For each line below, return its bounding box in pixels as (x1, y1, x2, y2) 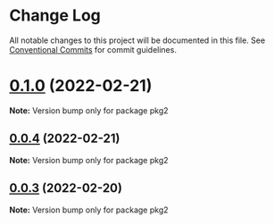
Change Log (9, 5, 101, 26)
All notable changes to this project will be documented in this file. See (9, 35, 266, 46)
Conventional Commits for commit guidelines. (9, 44, 177, 54)
